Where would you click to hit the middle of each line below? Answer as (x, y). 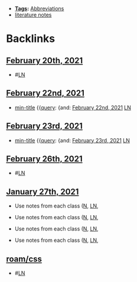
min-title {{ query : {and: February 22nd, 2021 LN (73, 107)
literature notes (33, 15)
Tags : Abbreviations (39, 9)
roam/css (24, 259)
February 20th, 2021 (45, 61)
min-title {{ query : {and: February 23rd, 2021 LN (72, 140)
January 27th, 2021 (43, 192)
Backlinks (31, 39)
